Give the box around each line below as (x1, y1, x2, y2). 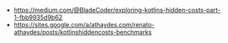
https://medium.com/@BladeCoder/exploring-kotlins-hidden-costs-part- (13, 6, 221, 14)
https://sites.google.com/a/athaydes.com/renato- (13, 21, 155, 28)
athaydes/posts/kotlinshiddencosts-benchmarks (13, 28, 152, 36)
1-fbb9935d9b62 (13, 13, 63, 21)
